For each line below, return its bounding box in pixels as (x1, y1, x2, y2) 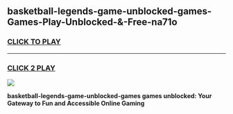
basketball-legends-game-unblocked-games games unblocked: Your (7, 91, 212, 99)
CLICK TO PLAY (7, 37, 61, 47)
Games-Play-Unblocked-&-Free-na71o (7, 17, 178, 28)
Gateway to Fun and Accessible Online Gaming (7, 99, 145, 107)
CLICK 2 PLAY (7, 63, 55, 73)
